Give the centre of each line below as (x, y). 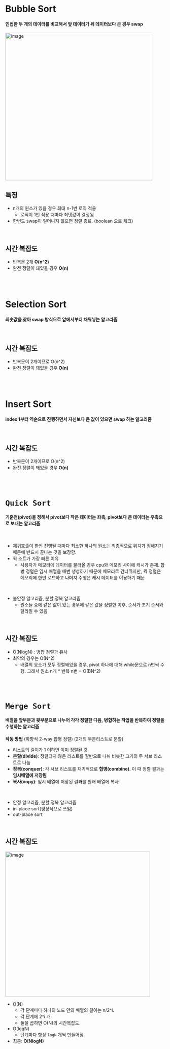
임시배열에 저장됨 (30, 775)
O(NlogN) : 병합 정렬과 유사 (40, 652)
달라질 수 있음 (34, 611)
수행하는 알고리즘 (22, 727)
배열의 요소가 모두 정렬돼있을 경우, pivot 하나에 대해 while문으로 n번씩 (90, 664)
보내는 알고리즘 (25, 524)
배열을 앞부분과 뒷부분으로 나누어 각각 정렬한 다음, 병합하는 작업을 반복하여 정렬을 (85, 720)
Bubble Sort (31, 9)
